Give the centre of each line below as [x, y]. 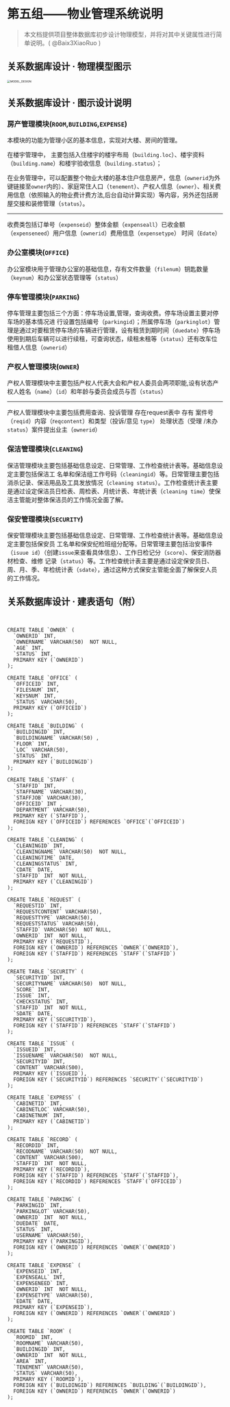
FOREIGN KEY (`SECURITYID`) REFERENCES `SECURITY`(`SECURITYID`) [108, 1080]
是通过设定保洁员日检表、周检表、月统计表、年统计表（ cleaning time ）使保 [114, 491]
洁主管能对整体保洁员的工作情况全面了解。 [67, 499]
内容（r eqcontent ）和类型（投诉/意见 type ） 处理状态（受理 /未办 [126, 421]
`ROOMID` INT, [33, 1337]
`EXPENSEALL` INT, [40, 1277]
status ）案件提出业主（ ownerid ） [54, 429]
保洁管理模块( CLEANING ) [45, 449]
